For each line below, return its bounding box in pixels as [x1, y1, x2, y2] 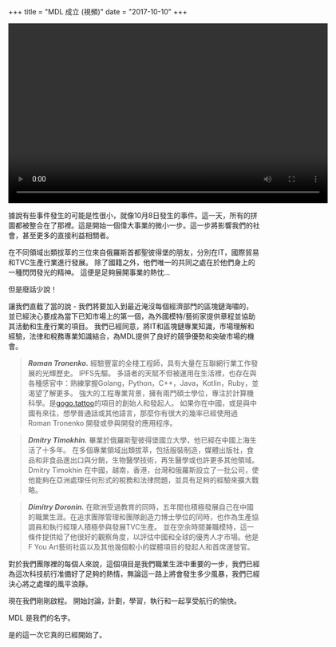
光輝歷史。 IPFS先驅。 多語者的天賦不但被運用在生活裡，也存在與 [42, 368, 257, 378]
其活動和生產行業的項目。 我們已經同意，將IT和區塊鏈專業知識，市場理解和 [8, 322, 255, 331]
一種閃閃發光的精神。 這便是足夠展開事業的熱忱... [8, 268, 171, 277]
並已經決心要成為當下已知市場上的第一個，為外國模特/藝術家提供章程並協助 [8, 312, 256, 321]
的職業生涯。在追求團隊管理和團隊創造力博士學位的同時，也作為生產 [27, 512, 252, 522]
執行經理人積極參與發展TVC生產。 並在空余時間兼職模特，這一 [49, 522, 255, 531]
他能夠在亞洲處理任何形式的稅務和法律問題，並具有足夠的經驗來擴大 [27, 475, 252, 485]
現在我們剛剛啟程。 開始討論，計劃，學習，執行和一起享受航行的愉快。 [8, 596, 241, 605]
